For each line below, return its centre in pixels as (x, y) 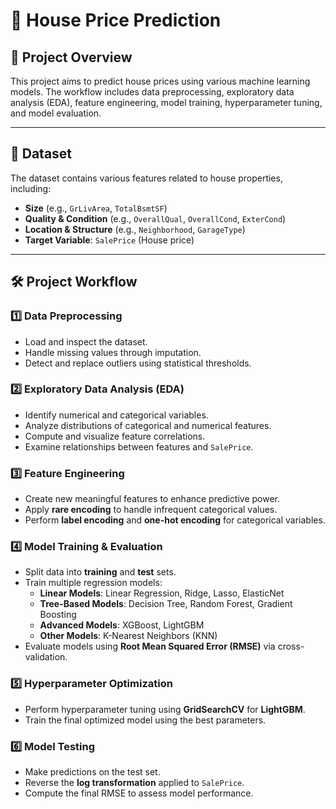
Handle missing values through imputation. (113, 352)
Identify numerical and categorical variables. (116, 415)
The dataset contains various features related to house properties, (146, 178)
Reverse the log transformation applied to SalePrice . (134, 782)
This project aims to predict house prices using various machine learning (160, 81)
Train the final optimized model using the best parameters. (145, 720)
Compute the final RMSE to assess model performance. (139, 793)
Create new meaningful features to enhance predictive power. (152, 499)
